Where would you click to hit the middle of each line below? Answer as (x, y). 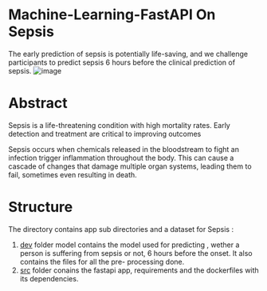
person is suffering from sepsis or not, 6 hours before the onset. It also (136, 253)
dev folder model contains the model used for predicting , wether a (130, 245)
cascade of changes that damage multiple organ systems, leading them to (130, 166)
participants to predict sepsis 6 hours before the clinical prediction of (122, 62)
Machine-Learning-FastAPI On (112, 15)
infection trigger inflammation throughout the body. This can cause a (121, 157)
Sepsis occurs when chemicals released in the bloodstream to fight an (124, 149)
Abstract (38, 104)
